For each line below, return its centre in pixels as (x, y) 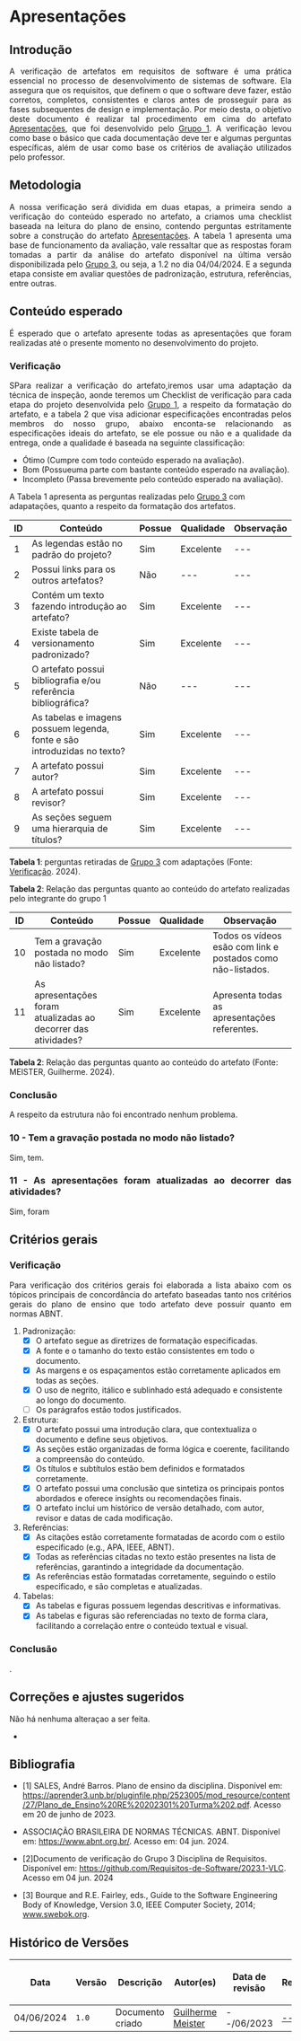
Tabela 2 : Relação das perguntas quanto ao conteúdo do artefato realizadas (150, 889)
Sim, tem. (27, 1157)
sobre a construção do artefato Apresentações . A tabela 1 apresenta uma (150, 235)
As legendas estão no (77, 543)
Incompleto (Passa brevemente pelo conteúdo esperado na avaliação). (153, 479)
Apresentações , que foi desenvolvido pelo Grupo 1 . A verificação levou (150, 128)
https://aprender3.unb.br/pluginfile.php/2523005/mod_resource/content (156, 1795)
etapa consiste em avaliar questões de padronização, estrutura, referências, (150, 273)
